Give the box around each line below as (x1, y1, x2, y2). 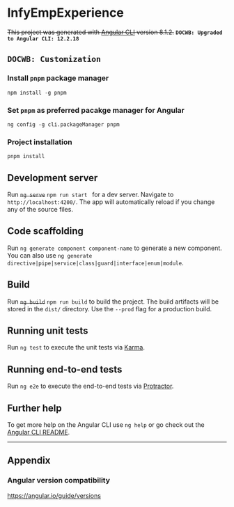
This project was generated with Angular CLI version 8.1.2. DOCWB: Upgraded (7, 28, 223, 36)
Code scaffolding (7, 225, 84, 237)
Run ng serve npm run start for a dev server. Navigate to (7, 190, 174, 199)
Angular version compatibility (7, 476, 110, 485)
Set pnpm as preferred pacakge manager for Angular (7, 105, 185, 115)
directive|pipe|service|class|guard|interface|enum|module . (7, 258, 184, 267)
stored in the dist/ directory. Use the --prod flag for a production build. (7, 304, 212, 313)
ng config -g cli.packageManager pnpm (7, 120, 120, 128)
